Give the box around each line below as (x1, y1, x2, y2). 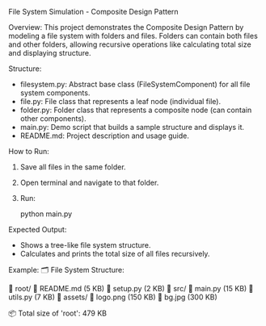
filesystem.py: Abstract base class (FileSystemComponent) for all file (19, 80, 251, 89)
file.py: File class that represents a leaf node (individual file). (19, 97, 221, 106)
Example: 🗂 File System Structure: (8, 265, 125, 274)
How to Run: (8, 147, 50, 156)
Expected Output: (8, 225, 67, 234)
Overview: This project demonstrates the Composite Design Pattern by (8, 23, 244, 31)
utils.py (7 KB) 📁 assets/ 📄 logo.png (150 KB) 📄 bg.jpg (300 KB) (8, 292, 218, 302)
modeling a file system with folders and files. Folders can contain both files (8, 31, 259, 40)
